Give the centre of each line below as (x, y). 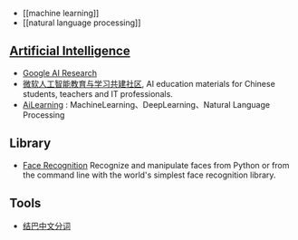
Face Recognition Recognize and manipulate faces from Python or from (156, 165)
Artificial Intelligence (70, 51)
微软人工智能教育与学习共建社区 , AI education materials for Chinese (149, 83)
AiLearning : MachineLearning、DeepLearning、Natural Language (146, 104)
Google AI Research (60, 72)
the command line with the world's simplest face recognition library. (149, 175)
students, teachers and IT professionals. (98, 93)
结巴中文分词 (46, 226)
